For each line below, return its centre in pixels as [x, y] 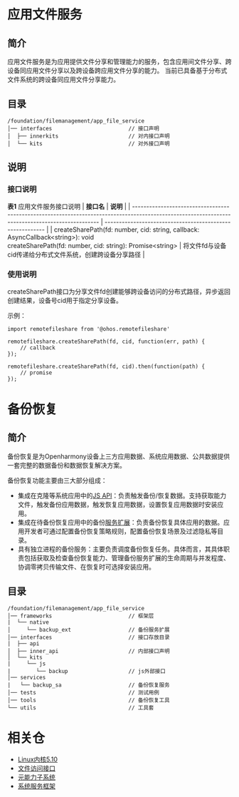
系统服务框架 [36, 786]
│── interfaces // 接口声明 [84, 128]
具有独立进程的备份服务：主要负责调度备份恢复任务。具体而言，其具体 [121, 549]
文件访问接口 [36, 768]
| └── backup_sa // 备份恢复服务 [89, 685]
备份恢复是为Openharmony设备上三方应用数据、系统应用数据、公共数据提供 [118, 456]
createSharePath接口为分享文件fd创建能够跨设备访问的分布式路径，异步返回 [119, 291]
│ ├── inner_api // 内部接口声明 [89, 651]
